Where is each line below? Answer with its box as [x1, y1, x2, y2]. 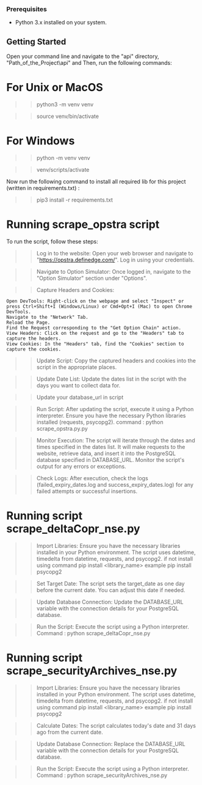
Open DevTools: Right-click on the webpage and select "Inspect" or [6, 298, 184, 304]
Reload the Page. [6, 319, 51, 326]
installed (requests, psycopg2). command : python [36, 418, 164, 426]
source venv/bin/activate [36, 112, 99, 120]
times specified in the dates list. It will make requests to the [36, 443, 186, 450]
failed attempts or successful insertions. [36, 487, 138, 495]
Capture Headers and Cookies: [36, 286, 115, 293]
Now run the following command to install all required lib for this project [6, 178, 186, 185]
